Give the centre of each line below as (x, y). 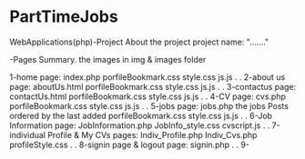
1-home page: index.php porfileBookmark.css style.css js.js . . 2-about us (147, 77)
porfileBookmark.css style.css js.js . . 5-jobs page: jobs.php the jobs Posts (149, 105)
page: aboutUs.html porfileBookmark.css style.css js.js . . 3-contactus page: (153, 86)
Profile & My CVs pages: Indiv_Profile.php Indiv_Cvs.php (152, 134)
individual (27, 134)
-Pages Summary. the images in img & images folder (108, 59)
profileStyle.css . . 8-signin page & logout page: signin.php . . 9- (130, 144)
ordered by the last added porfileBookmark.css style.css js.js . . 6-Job (141, 115)
